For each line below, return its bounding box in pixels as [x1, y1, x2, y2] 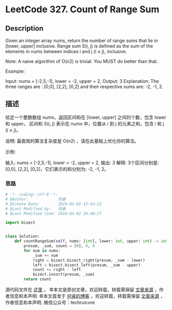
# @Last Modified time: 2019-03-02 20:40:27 [5, 211, 102, 216]
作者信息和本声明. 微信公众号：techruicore [5, 299, 95, 305]
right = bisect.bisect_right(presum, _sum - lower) [32, 257, 145, 263]
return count [24, 277, 52, 282]
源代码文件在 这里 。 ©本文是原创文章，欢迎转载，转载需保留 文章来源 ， [5, 286, 160, 293]
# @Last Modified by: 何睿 [5, 206, 66, 211]
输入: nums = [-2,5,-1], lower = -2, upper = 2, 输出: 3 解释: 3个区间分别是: [5, 160, 159, 166]
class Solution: [5, 234, 40, 239]
